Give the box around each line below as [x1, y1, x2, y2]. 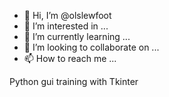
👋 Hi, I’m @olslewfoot [23, 10, 112, 21]
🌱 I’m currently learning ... [23, 31, 131, 42]
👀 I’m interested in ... [23, 20, 109, 32]
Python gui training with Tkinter [9, 76, 139, 87]
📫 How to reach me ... [23, 53, 117, 64]
